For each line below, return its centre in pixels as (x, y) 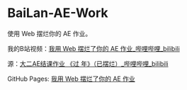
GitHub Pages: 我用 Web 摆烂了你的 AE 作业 (72, 79)
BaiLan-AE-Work (58, 13)
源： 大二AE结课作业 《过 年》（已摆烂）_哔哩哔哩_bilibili (88, 63)
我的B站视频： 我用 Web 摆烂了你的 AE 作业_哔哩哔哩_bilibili (94, 48)
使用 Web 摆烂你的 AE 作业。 (50, 33)
